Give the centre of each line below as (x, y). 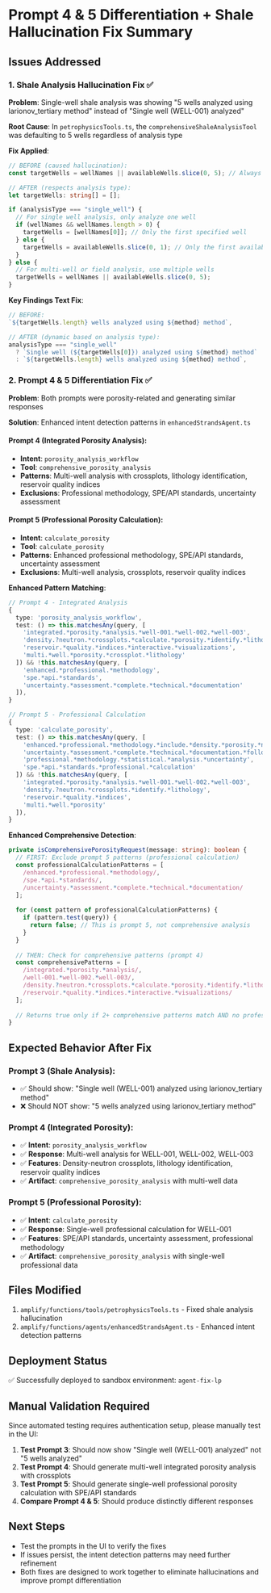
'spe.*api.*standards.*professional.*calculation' (110, 767)
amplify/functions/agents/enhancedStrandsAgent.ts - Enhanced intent (138, 1327)
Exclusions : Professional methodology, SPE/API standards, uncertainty (138, 493)
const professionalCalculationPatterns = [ (90, 866)
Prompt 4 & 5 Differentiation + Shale (131, 15)
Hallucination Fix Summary (101, 32)
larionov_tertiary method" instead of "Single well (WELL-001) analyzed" (126, 111)
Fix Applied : (29, 150)
